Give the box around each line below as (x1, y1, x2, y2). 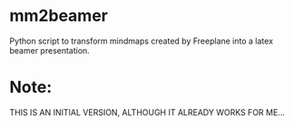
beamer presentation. (9, 44, 91, 55)
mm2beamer (9, 5, 109, 26)
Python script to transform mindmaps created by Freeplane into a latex (9, 35, 274, 46)
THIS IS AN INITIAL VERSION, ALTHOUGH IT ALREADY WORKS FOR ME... (9, 106, 286, 118)
